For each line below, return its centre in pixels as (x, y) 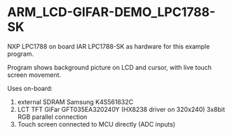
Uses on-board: (30, 88)
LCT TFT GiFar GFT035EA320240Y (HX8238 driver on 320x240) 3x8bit (121, 109)
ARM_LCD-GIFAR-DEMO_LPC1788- (111, 12)
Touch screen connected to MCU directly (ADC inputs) (96, 124)
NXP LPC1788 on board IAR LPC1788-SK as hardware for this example (109, 46)
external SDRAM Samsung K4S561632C (75, 101)
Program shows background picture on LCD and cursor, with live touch (110, 67)
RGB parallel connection (52, 117)
